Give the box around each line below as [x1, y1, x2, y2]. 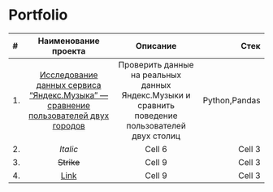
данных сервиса [36, 79, 102, 90]
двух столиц [132, 130, 181, 142]
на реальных [131, 69, 182, 81]
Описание [135, 40, 177, 51]
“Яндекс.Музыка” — [29, 89, 109, 101]
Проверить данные [118, 59, 194, 70]
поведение [134, 110, 178, 121]
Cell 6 [145, 143, 168, 155]
